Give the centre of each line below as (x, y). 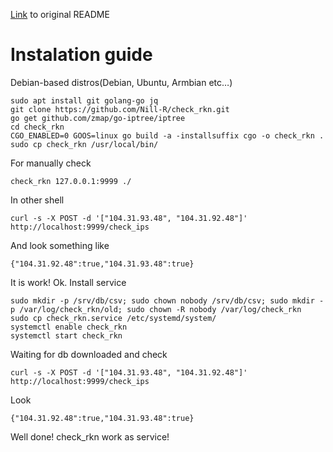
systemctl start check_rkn (66, 335)
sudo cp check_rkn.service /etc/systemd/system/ (113, 318)
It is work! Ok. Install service (68, 282)
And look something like (60, 245)
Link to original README (60, 14)
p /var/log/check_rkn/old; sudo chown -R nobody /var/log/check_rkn (156, 309)
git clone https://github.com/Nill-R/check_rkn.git (120, 109)
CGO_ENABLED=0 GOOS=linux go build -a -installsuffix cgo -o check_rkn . (167, 135)
